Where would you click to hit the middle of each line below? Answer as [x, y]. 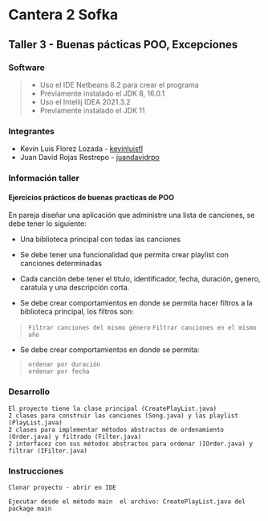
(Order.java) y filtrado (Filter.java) [75, 437]
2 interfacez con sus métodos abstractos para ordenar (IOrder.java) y [130, 444]
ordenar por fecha [59, 371]
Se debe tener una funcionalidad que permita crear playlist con [124, 255]
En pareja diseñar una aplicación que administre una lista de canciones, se [132, 215]
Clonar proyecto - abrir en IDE [62, 487]
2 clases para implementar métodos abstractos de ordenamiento [116, 429]
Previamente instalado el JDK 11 [92, 110]
